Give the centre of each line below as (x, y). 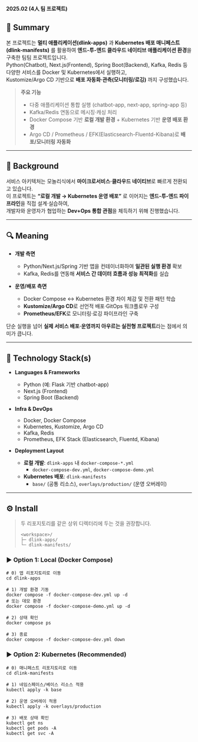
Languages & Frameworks (47, 372)
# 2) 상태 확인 (22, 618)
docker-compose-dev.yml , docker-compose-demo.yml (93, 469)
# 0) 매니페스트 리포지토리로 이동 (42, 668)
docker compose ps (29, 623)
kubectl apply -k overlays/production (54, 706)
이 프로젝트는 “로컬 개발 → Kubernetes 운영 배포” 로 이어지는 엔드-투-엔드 (92, 196)
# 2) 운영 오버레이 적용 (32, 701)
